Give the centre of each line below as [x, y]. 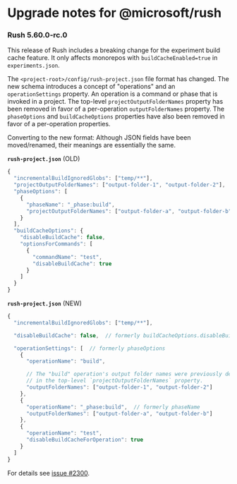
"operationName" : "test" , [64, 433]
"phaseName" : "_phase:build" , [70, 205]
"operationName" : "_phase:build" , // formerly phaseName [113, 407]
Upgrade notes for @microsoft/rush [115, 13]
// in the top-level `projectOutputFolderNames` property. [114, 381]
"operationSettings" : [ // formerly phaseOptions [90, 348]
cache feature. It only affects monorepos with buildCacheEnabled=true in [113, 58]
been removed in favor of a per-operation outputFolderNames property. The [116, 109]
